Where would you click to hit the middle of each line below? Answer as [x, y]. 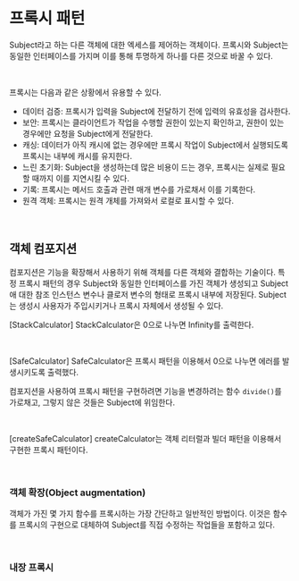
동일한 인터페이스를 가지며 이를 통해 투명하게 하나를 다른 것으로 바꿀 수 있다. [141, 55]
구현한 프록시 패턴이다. [49, 450]
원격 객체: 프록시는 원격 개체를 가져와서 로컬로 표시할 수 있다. [128, 200]
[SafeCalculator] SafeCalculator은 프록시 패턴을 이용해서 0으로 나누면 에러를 [145, 361]
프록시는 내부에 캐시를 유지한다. [77, 156]
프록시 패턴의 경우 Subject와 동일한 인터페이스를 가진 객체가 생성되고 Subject [153, 283]
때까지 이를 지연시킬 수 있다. [80, 178]
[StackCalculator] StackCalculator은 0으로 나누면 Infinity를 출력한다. [132, 324]
